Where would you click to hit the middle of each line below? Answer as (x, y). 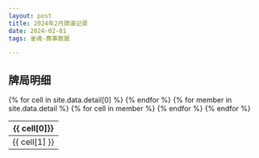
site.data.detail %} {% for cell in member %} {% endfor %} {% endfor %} (130, 109)
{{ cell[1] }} (33, 142)
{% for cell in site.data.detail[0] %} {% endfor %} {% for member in (120, 100)
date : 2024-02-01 (38, 31)
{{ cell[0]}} (33, 128)
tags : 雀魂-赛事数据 (39, 38)
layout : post (30, 16)
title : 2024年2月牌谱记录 (48, 23)
